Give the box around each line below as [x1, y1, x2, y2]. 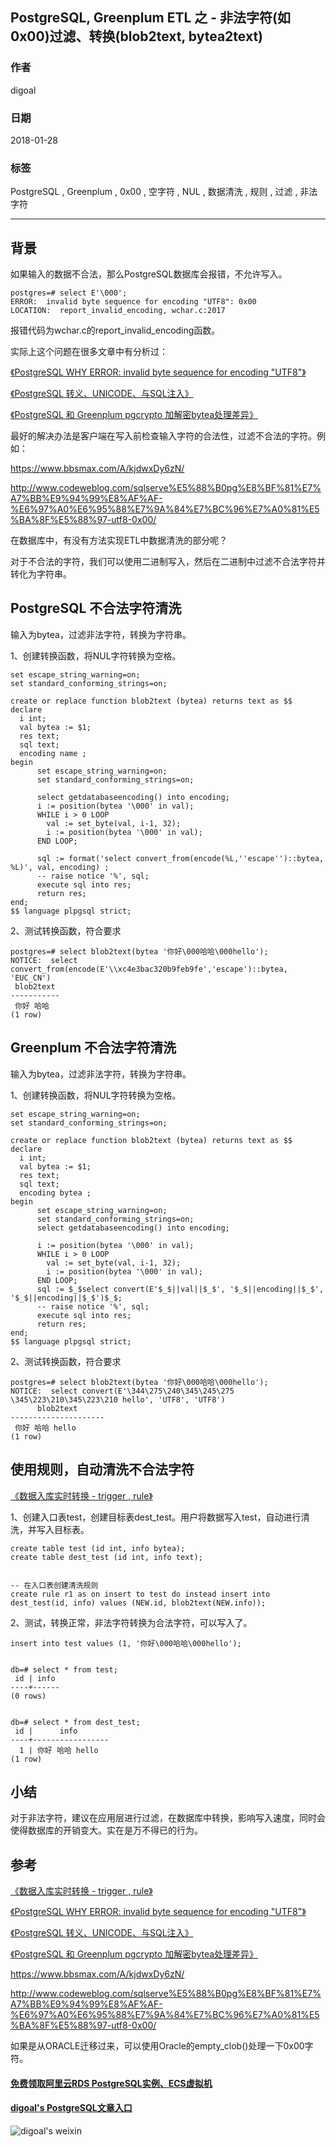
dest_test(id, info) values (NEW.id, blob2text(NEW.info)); [10, 1598, 267, 1608]
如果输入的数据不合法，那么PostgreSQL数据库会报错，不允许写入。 [10, 268, 288, 280]
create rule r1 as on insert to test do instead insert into [10, 1589, 271, 1599]
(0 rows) [10, 1691, 47, 1701]
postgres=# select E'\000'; [10, 288, 128, 298]
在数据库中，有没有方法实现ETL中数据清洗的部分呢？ [10, 534, 228, 547]
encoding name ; [19, 748, 87, 758]
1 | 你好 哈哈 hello [19, 1745, 99, 1755]
